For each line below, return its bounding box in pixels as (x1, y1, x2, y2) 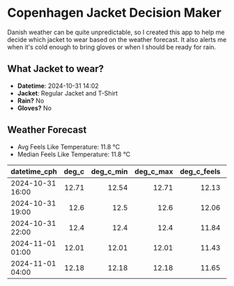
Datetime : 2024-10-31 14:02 (17, 82, 99, 90)
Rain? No (17, 96, 45, 105)
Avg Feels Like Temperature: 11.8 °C (17, 142, 120, 151)
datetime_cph (10, 166, 58, 176)
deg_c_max (134, 166, 173, 176)
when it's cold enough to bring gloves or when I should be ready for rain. (7, 43, 217, 51)
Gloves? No (17, 103, 52, 112)
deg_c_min (91, 166, 128, 176)
